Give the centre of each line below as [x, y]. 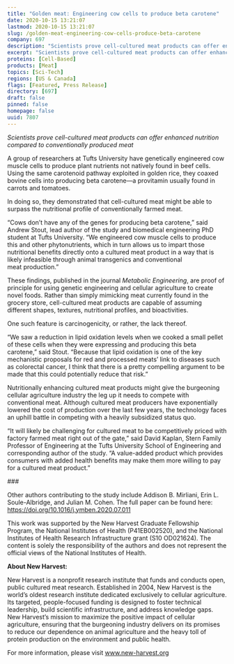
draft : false [26, 98]
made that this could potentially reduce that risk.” [78, 374]
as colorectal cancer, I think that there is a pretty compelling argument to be [116, 366]
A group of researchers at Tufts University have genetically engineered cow [116, 158]
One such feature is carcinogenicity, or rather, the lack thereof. [97, 323]
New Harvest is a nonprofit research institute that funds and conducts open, [116, 580]
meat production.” [33, 266]
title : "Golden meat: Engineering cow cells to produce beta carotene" [113, 14]
